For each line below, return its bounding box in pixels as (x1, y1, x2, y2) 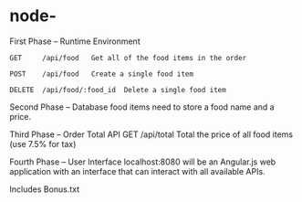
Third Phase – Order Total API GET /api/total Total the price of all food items (9, 129, 294, 140)
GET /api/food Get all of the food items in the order (9, 53, 247, 62)
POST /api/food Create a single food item (9, 69, 194, 79)
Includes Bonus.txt (9, 184, 80, 195)
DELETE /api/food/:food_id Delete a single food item (9, 85, 226, 94)
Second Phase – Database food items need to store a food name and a (9, 101, 276, 112)
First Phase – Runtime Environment (9, 36, 141, 47)
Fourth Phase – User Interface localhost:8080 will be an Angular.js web (9, 156, 276, 167)
